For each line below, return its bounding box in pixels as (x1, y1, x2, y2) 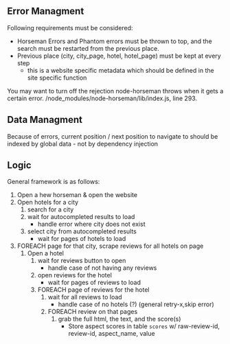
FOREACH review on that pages (47, 308, 138, 316)
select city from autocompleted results (27, 227, 137, 236)
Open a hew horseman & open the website (16, 191, 138, 199)
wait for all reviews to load (47, 293, 122, 301)
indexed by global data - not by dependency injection (7, 139, 159, 148)
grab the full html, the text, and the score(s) (58, 315, 181, 323)
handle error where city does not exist (37, 220, 146, 229)
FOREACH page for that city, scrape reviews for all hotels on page (16, 242, 204, 250)
